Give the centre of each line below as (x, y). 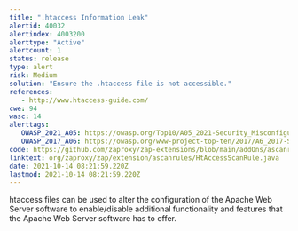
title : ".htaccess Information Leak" (79, 17)
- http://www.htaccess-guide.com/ (85, 100)
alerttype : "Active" (47, 42)
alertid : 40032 (37, 26)
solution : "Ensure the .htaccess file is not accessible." (121, 84)
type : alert (31, 68)
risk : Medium (33, 76)
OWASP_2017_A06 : (51, 141)
